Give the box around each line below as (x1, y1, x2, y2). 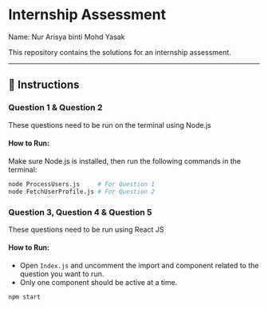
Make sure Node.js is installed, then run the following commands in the (8, 156, 242, 165)
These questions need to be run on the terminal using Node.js (8, 120, 211, 129)
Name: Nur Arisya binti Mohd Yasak (8, 32, 125, 42)
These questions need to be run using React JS (8, 224, 164, 234)
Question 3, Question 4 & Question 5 (8, 206, 152, 217)
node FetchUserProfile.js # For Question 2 (8, 188, 156, 196)
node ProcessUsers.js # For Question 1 (8, 180, 156, 188)
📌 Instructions (8, 78, 80, 92)
